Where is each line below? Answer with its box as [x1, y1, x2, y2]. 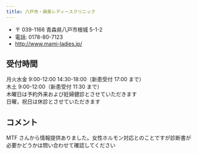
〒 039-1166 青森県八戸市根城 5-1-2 [14, 26, 103, 33]
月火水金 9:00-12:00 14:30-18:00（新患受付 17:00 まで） [6, 76, 145, 83]
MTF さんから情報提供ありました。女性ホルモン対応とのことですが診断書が [6, 134, 192, 141]
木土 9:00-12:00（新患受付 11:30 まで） [6, 83, 103, 90]
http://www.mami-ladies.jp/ [14, 40, 82, 47]
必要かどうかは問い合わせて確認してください [6, 141, 116, 149]
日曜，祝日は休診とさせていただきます [6, 98, 100, 105]
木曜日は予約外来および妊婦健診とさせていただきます [6, 91, 137, 98]
